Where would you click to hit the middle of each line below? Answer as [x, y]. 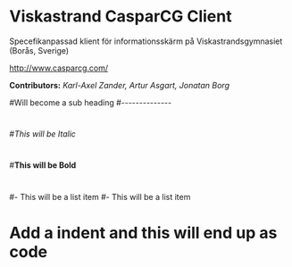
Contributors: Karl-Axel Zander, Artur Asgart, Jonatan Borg [120, 85]
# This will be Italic [42, 134]
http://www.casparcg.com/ [59, 68]
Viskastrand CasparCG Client [121, 17]
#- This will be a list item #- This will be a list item [100, 196]
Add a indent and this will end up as [143, 233]
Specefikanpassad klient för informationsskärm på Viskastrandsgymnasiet [146, 41]
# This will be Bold [43, 165]
